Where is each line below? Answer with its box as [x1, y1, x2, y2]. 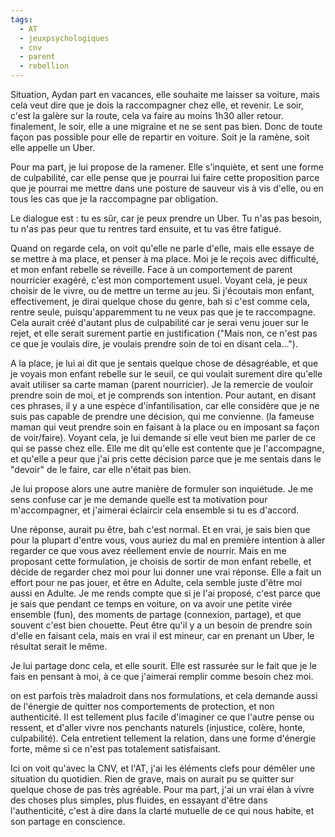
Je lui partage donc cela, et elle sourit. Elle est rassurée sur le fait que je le [10, 660, 317, 671]
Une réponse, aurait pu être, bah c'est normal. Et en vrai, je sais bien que [10, 524, 311, 535]
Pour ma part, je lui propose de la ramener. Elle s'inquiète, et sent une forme [10, 161, 324, 173]
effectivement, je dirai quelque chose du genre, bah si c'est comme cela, [10, 296, 310, 307]
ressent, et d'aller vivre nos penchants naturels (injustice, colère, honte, [10, 722, 306, 733]
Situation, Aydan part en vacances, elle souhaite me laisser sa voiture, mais [10, 89, 320, 100]
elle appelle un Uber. [10, 142, 96, 153]
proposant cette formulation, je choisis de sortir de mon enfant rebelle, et [10, 556, 312, 567]
